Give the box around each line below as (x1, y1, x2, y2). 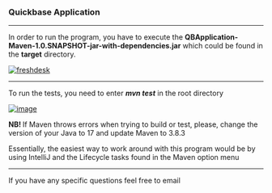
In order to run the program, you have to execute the (8, 32, 184, 42)
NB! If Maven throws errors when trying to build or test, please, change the (8, 120, 258, 129)
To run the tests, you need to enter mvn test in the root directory (8, 88, 224, 99)
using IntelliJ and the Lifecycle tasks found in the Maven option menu (8, 153, 240, 162)
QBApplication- (185, 32, 239, 42)
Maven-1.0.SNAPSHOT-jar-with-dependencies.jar (8, 41, 181, 51)
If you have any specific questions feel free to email (8, 176, 181, 186)
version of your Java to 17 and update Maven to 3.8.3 (8, 128, 186, 138)
